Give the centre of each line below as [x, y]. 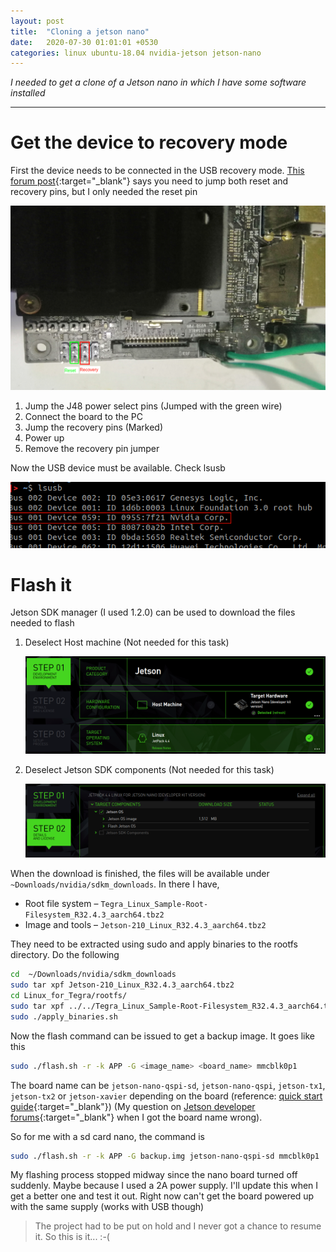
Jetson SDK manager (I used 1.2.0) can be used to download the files [153, 612]
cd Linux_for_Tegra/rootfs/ [69, 996]
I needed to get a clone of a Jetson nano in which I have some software [158, 82]
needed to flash [42, 623]
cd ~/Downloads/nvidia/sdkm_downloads [93, 975]
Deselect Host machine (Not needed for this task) [127, 642]
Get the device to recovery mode [149, 142]
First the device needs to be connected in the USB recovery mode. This [157, 171]
